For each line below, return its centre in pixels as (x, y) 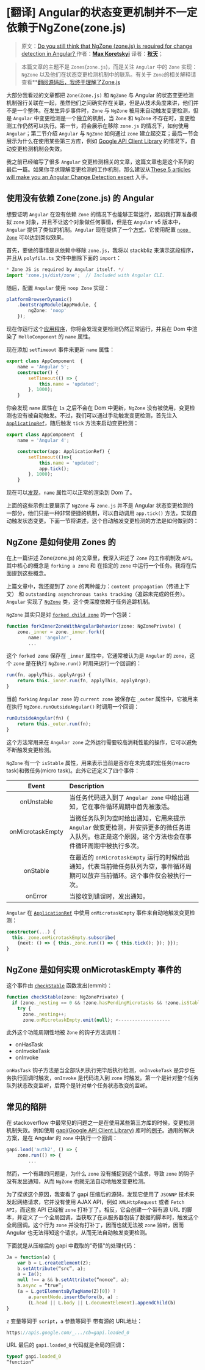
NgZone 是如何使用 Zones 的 (61, 542)
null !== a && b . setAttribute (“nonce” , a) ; (74, 1280)
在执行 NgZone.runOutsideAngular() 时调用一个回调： (73, 707)
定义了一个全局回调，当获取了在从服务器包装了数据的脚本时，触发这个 (110, 1217)
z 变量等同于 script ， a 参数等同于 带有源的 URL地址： (74, 1321)
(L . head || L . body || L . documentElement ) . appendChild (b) (102, 1303)
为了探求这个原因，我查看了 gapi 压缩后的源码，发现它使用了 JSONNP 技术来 (101, 1194)
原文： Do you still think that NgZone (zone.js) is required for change (107, 46)
